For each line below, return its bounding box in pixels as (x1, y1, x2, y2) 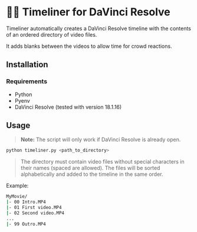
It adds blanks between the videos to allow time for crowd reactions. (6, 43, 172, 50)
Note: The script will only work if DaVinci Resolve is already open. (20, 136, 181, 143)
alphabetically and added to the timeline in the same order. (20, 171, 163, 178)
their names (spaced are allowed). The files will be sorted (20, 165, 160, 172)
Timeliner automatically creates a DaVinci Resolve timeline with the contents (6, 25, 192, 32)
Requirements (6, 77, 48, 86)
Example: (6, 182, 29, 189)
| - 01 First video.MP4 (6, 205, 62, 211)
